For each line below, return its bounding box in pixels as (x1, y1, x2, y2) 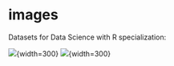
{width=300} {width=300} (16, 48, 111, 58)
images (8, 6, 59, 24)
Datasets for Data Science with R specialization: (8, 32, 167, 42)
